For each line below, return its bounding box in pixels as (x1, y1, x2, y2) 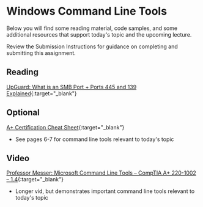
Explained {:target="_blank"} (6, 90, 78, 97)
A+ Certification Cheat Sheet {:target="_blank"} (6, 123, 125, 131)
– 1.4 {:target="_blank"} (6, 176, 64, 183)
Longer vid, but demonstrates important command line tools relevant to (15, 187, 195, 195)
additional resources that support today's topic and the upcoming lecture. (6, 31, 192, 38)
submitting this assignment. (6, 49, 76, 56)
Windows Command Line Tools (6, 4, 167, 18)
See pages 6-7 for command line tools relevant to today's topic (15, 136, 174, 143)
